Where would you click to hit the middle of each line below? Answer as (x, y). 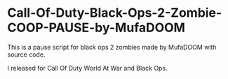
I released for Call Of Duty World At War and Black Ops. (87, 68)
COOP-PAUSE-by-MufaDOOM (96, 28)
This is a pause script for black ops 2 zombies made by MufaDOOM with (112, 47)
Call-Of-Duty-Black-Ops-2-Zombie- (115, 13)
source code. (26, 55)
